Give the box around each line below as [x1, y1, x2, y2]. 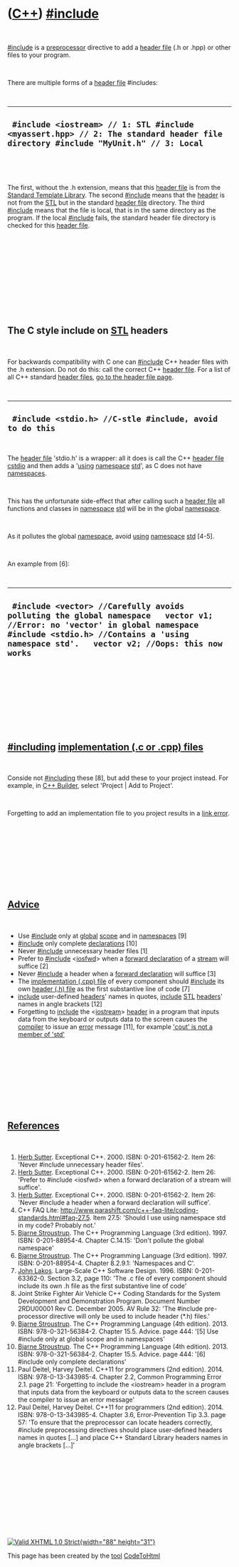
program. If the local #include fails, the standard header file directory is [7, 213, 216, 222]
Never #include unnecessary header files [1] [17, 946, 148, 955]
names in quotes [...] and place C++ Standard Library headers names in [17, 1433, 228, 1441]
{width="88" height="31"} [79, 1537, 156, 1546]
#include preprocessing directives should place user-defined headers [17, 1425, 223, 1434]
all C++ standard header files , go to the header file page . [7, 372, 174, 381]
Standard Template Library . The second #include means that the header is [7, 191, 225, 199]
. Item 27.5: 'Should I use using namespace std [89, 1213, 226, 1222]
